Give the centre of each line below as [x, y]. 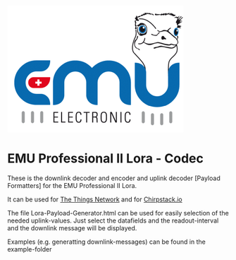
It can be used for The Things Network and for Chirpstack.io [95, 199]
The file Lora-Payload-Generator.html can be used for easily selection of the [118, 213]
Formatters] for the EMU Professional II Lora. [72, 185]
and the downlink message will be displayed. [72, 227]
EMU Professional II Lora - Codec [106, 159]
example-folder [30, 249]
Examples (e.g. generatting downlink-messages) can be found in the [106, 242]
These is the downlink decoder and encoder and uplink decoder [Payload [114, 178]
